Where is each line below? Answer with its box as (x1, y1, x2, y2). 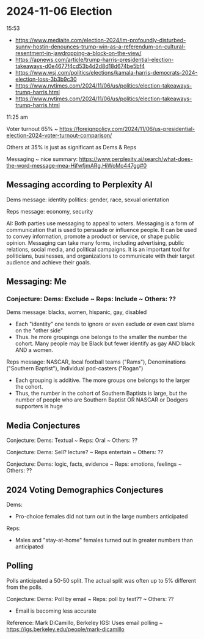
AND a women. (15, 346, 54, 354)
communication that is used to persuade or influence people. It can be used (6, 226, 197, 233)
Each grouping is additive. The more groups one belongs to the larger (15, 376, 191, 384)
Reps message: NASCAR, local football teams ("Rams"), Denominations (6, 358, 186, 365)
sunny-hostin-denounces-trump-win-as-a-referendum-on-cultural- (15, 43, 186, 50)
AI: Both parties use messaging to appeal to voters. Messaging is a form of (6, 219, 194, 227)
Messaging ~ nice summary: (6, 155, 78, 163)
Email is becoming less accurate (15, 607, 97, 615)
